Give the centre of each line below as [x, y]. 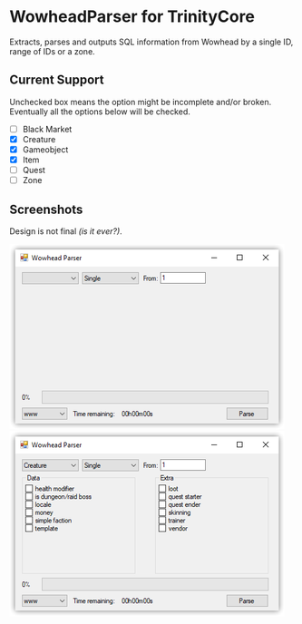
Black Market [47, 129]
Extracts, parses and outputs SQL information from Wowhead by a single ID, [151, 42]
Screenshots [46, 209]
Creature [39, 139]
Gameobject [45, 149]
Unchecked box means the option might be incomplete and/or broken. [141, 102]
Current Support [57, 80]
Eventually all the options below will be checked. [100, 112]
